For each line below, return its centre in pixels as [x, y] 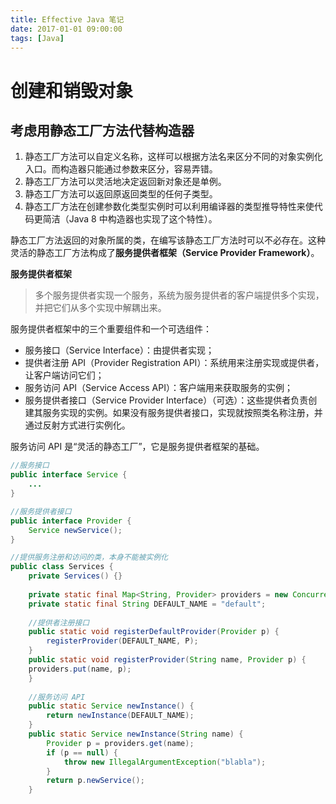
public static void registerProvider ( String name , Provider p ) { [167, 660]
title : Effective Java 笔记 [67, 19]
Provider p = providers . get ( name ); [120, 743]
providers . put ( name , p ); [80, 669]
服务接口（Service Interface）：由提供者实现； [119, 350]
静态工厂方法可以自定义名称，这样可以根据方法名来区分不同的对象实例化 [173, 157]
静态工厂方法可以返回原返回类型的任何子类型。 [121, 194]
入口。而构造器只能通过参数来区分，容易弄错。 [121, 169]
